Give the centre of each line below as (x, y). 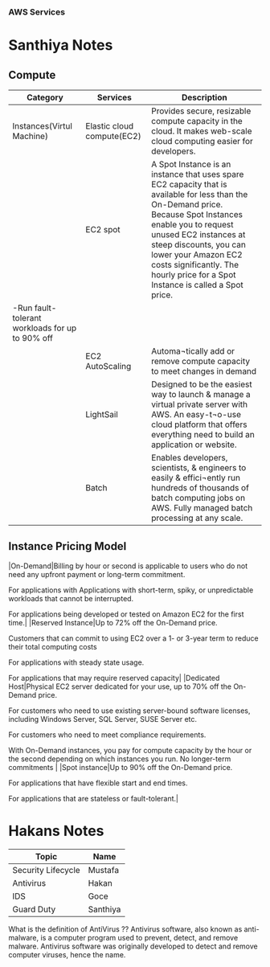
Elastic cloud (110, 125)
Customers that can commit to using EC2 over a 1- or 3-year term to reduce (133, 638)
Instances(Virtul (42, 125)
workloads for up (45, 328)
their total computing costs (53, 646)
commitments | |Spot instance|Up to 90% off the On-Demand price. (121, 767)
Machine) (30, 136)
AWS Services (37, 12)
